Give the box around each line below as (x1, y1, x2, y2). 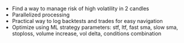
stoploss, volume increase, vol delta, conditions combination (11, 30, 162, 37)
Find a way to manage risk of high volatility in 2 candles (11, 5, 149, 12)
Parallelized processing (11, 11, 70, 18)
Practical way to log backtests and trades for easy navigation (11, 18, 163, 24)
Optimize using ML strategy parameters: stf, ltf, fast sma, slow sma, (11, 24, 179, 31)
